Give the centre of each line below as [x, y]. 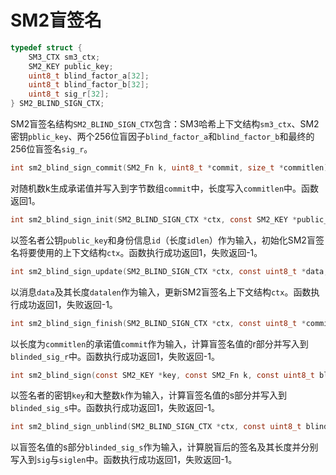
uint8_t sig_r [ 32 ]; [69, 94]
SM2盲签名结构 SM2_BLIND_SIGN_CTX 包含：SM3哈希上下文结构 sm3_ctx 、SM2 [165, 124]
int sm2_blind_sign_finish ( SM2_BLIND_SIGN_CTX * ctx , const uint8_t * [158, 323]
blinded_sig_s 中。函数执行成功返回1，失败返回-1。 [115, 408]
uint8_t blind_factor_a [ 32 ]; [89, 76]
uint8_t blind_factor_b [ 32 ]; [89, 85]
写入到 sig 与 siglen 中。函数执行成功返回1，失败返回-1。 [124, 460]
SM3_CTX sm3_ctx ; [64, 57]
